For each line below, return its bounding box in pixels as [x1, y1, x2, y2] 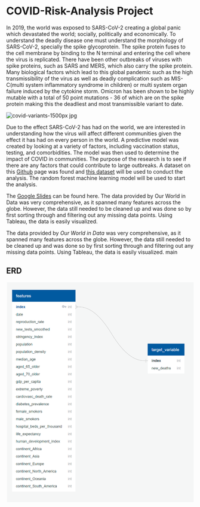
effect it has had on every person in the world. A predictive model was [6, 136, 179, 143]
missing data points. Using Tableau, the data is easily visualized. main [6, 248, 178, 256]
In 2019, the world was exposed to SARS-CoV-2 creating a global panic [6, 24, 181, 31]
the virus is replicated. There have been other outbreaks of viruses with [6, 56, 182, 63]
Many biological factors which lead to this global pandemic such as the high [6, 68, 193, 75]
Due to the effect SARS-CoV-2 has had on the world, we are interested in [6, 123, 186, 130]
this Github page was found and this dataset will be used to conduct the [6, 168, 183, 175]
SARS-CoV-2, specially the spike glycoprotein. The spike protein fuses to [6, 43, 186, 50]
